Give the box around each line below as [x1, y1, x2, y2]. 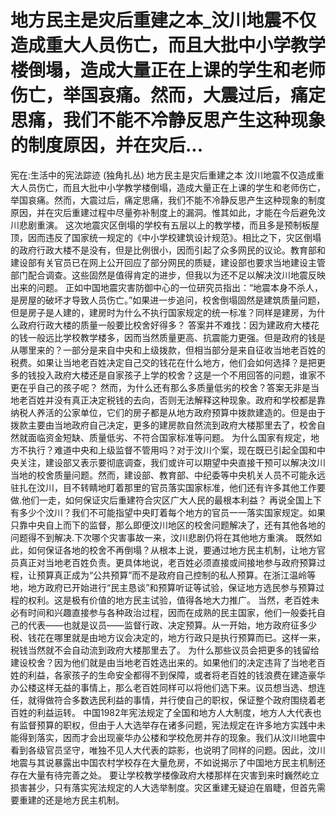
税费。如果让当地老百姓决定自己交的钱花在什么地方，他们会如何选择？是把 [10, 356, 317, 368]
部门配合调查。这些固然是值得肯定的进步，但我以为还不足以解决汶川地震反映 [10, 269, 326, 281]
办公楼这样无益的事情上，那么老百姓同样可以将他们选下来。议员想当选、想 [10, 681, 317, 693]
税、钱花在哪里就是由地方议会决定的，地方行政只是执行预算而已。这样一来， [10, 631, 326, 643]
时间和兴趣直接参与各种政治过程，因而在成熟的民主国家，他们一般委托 [27, 606, 317, 618]
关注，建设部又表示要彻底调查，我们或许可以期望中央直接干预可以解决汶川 [18, 456, 326, 468]
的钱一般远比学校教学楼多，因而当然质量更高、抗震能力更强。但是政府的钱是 [10, 331, 326, 343]
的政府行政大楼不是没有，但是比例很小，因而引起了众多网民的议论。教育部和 [10, 244, 326, 256]
